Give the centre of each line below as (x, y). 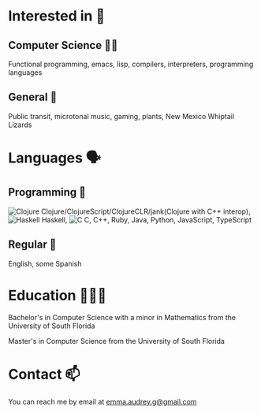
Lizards (20, 125)
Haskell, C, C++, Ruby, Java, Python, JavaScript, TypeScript (147, 219)
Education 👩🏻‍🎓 (58, 295)
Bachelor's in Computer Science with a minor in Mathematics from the (122, 317)
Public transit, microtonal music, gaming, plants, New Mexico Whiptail (121, 116)
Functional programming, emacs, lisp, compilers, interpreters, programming (131, 64)
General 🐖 (33, 97)
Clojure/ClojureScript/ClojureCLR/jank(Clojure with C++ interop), (145, 211)
